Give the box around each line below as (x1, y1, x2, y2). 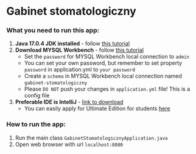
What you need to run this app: (6, 26, 99, 35)
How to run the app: (6, 120, 66, 129)
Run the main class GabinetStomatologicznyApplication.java (15, 134, 168, 141)
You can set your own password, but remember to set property (24, 59, 183, 67)
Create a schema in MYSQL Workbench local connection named (24, 72, 183, 80)
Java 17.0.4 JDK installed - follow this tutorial (15, 40, 130, 47)
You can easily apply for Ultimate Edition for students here (24, 105, 170, 112)
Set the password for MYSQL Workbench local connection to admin (24, 53, 190, 61)
